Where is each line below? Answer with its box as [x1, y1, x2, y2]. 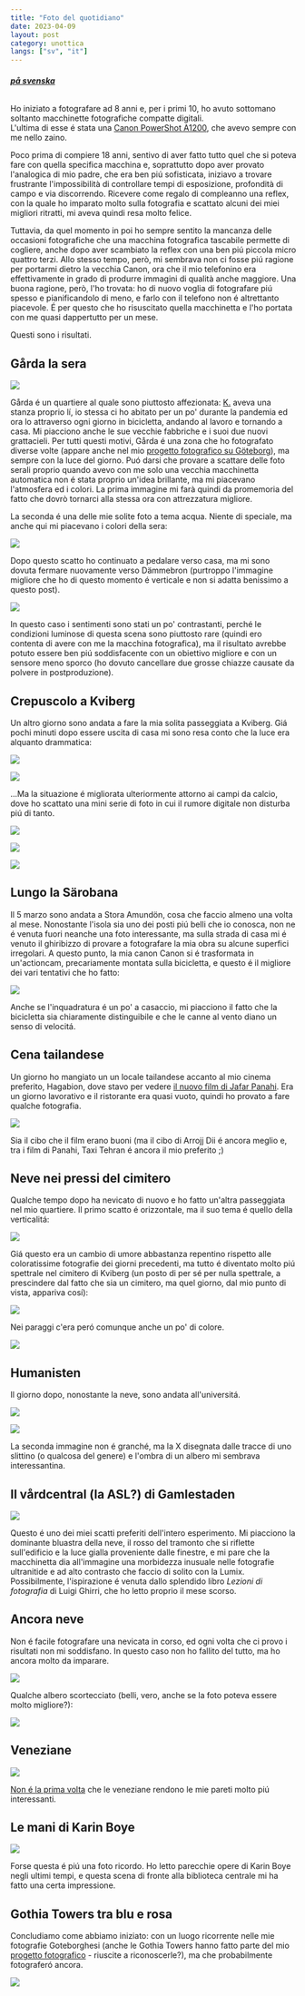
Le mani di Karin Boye [10, 1820, 135, 1835]
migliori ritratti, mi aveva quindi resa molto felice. [10, 208, 192, 219]
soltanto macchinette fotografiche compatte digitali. [10, 113, 204, 123]
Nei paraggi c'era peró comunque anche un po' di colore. [10, 1322, 225, 1332]
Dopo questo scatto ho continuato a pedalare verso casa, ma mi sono [10, 556, 271, 566]
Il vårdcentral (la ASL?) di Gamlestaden [10, 1486, 235, 1502]
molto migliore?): [10, 1699, 74, 1710]
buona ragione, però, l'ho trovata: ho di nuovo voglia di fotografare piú [10, 283, 273, 294]
